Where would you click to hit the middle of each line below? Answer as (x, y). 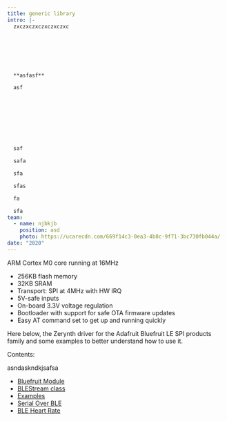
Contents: (21, 354)
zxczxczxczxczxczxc (41, 26)
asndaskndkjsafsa (33, 368)
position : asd (40, 230)
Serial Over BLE (39, 403)
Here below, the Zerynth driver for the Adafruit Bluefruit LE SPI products (109, 333)
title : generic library (41, 13)
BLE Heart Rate (39, 410)
